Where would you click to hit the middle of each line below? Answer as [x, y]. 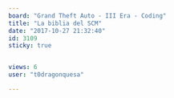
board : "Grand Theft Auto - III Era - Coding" [87, 16]
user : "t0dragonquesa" [46, 75]
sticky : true [30, 46]
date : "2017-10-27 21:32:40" [57, 31]
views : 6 [23, 67]
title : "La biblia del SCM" [55, 23]
